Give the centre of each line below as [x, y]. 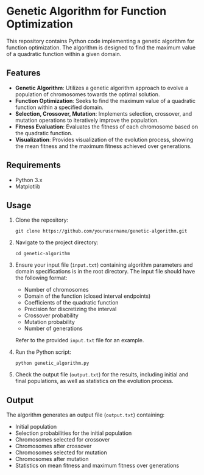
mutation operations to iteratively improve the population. [87, 120]
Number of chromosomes [57, 290]
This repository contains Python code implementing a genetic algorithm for [100, 41]
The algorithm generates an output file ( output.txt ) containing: [86, 415]
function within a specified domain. [59, 107]
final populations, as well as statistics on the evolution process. [94, 381]
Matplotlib [28, 186]
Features [23, 73]
